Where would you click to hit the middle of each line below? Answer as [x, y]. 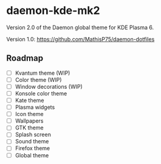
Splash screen [33, 135]
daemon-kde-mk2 [53, 11]
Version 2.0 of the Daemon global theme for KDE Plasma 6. [80, 27]
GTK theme [29, 128]
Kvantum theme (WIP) [43, 73]
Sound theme [32, 142]
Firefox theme [33, 148]
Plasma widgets [35, 108]
